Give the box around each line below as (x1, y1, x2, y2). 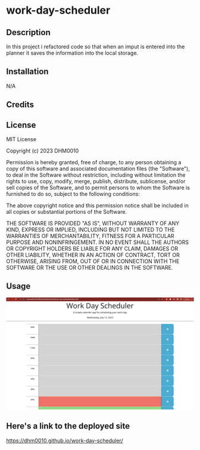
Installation (6, 67, 49, 77)
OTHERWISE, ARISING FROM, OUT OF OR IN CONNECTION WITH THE (6, 258, 180, 265)
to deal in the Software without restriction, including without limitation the (6, 171, 186, 179)
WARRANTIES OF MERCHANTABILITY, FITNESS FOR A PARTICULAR (6, 233, 174, 240)
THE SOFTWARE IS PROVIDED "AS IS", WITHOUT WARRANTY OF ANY (6, 220, 180, 227)
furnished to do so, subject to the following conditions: (6, 190, 140, 198)
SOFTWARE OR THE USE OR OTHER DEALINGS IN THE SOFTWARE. (6, 264, 173, 271)
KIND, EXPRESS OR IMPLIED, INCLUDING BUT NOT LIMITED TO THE (6, 226, 175, 233)
